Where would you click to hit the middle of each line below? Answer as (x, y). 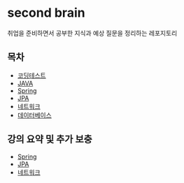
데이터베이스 (35, 115)
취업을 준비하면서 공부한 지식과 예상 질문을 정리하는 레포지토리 (92, 33)
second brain (46, 13)
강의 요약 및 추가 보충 (50, 139)
